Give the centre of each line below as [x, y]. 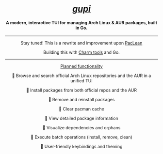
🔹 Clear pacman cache [81, 109]
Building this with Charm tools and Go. [81, 52]
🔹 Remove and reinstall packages [81, 100]
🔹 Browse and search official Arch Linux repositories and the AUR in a [81, 76]
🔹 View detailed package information [81, 118]
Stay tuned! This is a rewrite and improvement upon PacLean [81, 43]
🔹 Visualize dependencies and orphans [81, 128]
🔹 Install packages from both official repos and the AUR [81, 90]
